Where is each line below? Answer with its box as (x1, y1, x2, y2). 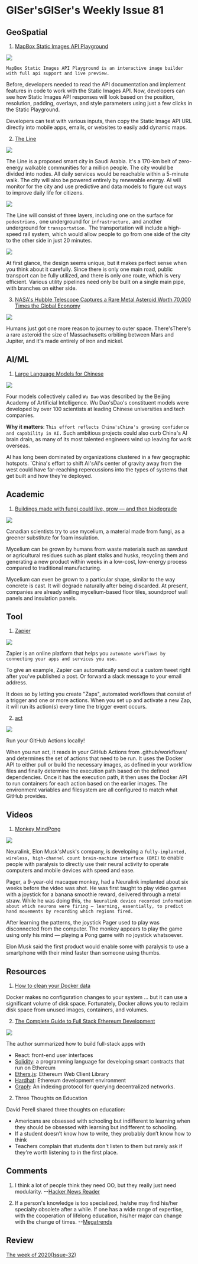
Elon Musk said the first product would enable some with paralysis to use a (6, 943, 189, 950)
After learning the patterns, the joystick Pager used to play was (6, 919, 160, 926)
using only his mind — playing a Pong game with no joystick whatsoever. (6, 932, 183, 939)
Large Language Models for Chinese (14, 370, 104, 377)
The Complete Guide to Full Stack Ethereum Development (14, 1018, 155, 1025)
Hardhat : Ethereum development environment (14, 1077, 126, 1084)
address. (6, 679, 28, 686)
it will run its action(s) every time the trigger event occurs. (6, 703, 147, 710)
